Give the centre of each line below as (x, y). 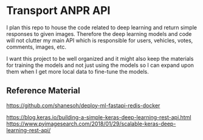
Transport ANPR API (58, 11)
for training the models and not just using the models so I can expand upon (100, 65)
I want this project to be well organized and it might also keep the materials (100, 58)
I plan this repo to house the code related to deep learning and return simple (102, 27)
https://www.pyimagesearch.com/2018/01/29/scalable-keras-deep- (91, 124)
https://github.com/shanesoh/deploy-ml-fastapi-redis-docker (83, 105)
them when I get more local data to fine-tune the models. (77, 71)
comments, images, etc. (36, 47)
